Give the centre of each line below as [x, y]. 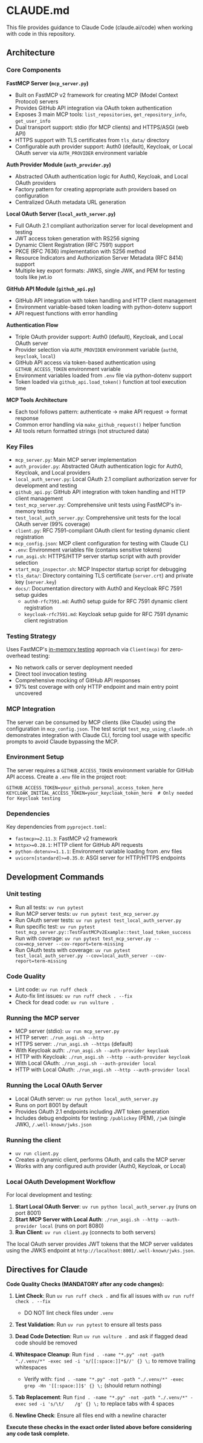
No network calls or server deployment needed [74, 668]
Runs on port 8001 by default [51, 1105]
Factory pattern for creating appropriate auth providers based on [96, 189]
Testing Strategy [31, 636]
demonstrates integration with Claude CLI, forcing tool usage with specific [99, 735]
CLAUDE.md [38, 11]
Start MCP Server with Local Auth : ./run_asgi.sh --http [87, 1220]
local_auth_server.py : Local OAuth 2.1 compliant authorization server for [106, 479]
